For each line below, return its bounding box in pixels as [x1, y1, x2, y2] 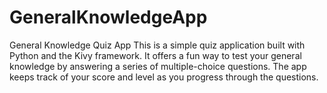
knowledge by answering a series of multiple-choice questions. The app [9, 60, 307, 72]
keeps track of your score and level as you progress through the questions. [9, 71, 319, 83]
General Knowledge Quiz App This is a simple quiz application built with [9, 39, 306, 51]
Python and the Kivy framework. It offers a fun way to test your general [9, 49, 302, 61]
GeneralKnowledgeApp [9, 6, 208, 29]
